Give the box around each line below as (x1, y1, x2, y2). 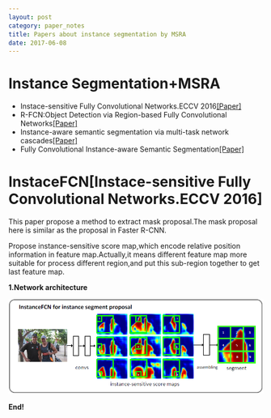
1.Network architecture (8, 283, 88, 292)
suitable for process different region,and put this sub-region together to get (8, 258, 260, 268)
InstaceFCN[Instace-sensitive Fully (8, 173, 252, 191)
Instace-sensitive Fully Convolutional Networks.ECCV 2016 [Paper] (19, 101, 242, 111)
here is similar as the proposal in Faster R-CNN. (8, 225, 167, 235)
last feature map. (8, 267, 65, 277)
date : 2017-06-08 (8, 39, 67, 47)
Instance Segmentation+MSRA (8, 75, 221, 93)
